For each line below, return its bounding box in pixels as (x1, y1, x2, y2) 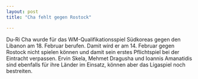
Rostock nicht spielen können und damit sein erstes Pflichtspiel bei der (6, 48, 180, 55)
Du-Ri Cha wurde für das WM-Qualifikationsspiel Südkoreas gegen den (6, 36, 181, 43)
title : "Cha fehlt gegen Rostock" (6, 14, 92, 20)
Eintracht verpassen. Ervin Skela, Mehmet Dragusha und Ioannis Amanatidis (6, 55, 193, 62)
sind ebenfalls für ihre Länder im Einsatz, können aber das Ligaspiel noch (6, 61, 186, 68)
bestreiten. (6, 67, 33, 74)
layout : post (6, 8, 39, 15)
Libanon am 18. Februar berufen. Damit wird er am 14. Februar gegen (6, 42, 175, 49)
